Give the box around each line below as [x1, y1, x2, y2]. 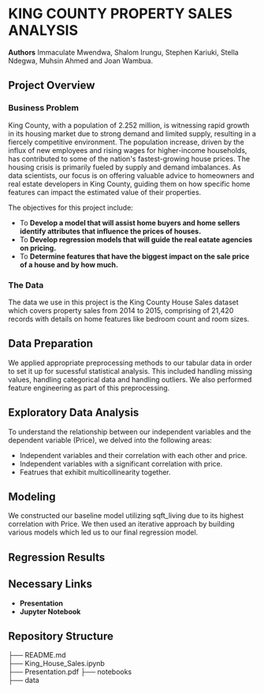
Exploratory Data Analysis [8, 406, 139, 419]
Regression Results [8, 550, 106, 564]
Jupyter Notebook [19, 606, 81, 616]
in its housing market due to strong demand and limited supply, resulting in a [8, 129, 256, 138]
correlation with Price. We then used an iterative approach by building [8, 520, 235, 529]
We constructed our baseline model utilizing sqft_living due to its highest [8, 511, 244, 520]
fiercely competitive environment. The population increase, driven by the [8, 137, 244, 147]
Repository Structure [8, 629, 114, 643]
